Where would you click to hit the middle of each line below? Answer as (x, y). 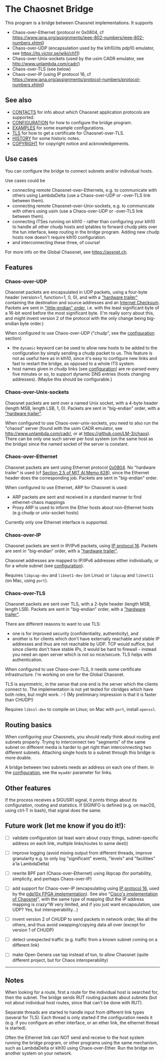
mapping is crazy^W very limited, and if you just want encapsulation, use (86, 904)
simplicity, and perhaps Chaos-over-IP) (52, 879)
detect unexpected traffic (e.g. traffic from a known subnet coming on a (85, 940)
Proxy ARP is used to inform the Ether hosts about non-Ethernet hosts (83, 507)
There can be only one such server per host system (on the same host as (79, 439)
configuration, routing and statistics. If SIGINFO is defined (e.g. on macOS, (80, 805)
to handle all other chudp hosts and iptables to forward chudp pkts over (85, 227)
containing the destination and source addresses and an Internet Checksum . (82, 303)
